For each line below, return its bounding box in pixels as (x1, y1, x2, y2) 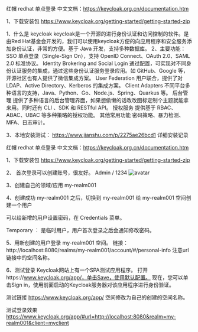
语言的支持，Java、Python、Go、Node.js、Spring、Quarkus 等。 (11, 89, 171, 96)
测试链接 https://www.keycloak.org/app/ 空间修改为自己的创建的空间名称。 (6, 294, 189, 301)
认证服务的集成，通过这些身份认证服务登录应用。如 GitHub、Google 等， (11, 67, 189, 74)
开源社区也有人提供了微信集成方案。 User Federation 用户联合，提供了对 (6, 74, 183, 82)
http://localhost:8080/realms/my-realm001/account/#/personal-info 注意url (6, 247, 189, 253)
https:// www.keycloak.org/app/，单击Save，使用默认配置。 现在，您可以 (6, 274, 183, 281)
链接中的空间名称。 (6, 254, 53, 261)
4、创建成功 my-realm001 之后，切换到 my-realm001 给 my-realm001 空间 (6, 194, 186, 201)
